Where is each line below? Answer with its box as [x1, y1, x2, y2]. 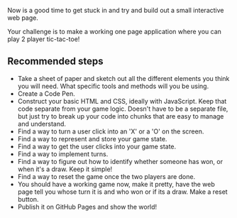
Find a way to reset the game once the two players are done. [17, 172, 196, 180]
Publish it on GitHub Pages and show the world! [17, 202, 158, 211]
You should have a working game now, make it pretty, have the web [17, 180, 215, 188]
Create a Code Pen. [17, 89, 76, 98]
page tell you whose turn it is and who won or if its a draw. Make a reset [17, 187, 228, 196]
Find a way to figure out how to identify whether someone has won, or [17, 157, 224, 165]
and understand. [17, 119, 66, 128]
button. [17, 195, 39, 203]
